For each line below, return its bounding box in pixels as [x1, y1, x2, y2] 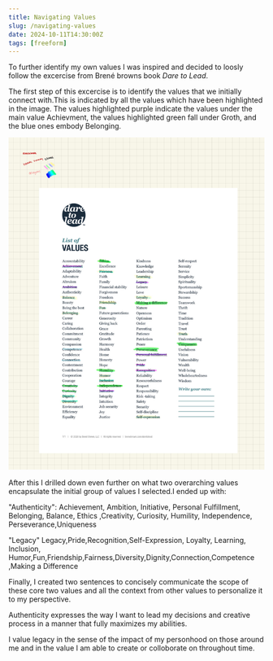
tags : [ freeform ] [8, 39, 67, 47]
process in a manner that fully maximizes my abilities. [8, 619, 188, 628]
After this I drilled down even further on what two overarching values [8, 477, 239, 488]
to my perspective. [8, 594, 71, 604]
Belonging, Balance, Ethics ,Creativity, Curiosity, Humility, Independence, [8, 510, 253, 520]
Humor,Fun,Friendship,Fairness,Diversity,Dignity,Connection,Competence [8, 552, 255, 562]
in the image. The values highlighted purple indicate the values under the [8, 104, 253, 114]
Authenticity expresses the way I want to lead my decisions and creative [8, 610, 250, 619]
